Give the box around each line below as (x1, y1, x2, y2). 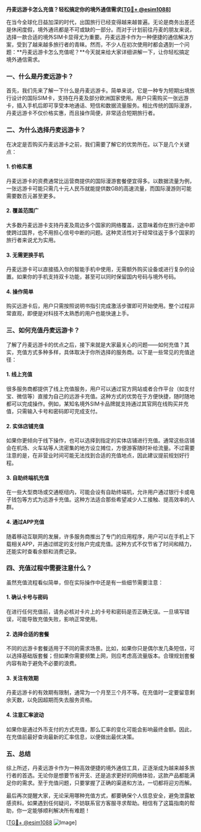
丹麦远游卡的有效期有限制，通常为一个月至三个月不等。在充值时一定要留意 (6, 689, 190, 696)
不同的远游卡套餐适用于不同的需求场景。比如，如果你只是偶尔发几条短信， (6, 645, 190, 652)
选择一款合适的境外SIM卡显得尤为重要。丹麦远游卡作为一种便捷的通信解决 (6, 33, 189, 41)
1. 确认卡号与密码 (6, 593, 48, 601)
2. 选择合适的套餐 (6, 630, 50, 638)
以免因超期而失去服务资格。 (26, 696, 96, 703)
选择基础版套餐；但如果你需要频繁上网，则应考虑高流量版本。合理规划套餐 (11, 652, 195, 660)
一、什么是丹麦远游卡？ (6, 72, 74, 80)
